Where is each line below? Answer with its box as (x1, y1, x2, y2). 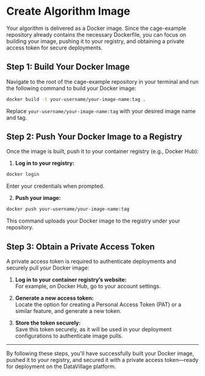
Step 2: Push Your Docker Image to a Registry (6, 131, 182, 142)
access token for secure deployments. (6, 44, 103, 51)
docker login (6, 171, 40, 178)
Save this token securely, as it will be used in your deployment (15, 326, 172, 333)
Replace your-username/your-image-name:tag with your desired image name (6, 107, 196, 114)
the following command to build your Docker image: (6, 84, 137, 92)
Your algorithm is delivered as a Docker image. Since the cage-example (6, 24, 187, 32)
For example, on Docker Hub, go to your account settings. (15, 282, 161, 290)
